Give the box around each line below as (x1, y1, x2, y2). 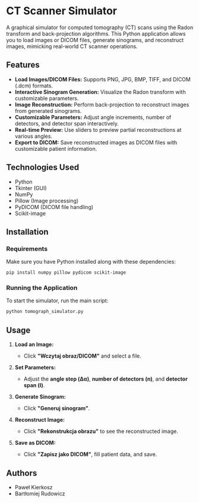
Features (6, 60, 40, 70)
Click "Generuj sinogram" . (23, 405, 90, 412)
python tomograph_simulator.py (6, 309, 84, 315)
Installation (6, 227, 49, 237)
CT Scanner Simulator (6, 4, 118, 18)
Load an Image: (14, 341, 54, 348)
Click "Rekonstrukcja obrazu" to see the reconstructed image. (23, 428, 178, 435)
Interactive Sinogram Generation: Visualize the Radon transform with (14, 88, 186, 96)
